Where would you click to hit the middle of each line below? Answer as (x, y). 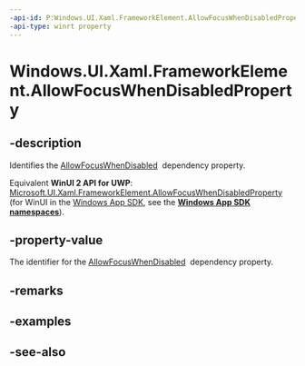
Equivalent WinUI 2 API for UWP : (71, 183)
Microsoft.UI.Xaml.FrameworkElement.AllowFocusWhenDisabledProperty (146, 193)
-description (45, 143)
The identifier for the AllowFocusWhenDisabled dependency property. (142, 262)
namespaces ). (37, 212)
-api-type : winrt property (60, 26)
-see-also (38, 352)
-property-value (56, 240)
